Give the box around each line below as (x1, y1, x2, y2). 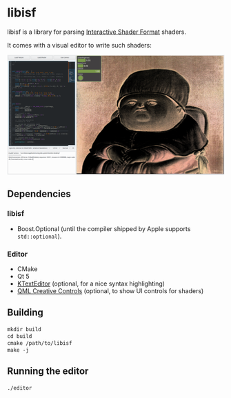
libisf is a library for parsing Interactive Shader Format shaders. (7, 28, 187, 36)
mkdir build (7, 326, 41, 332)
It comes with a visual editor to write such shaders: (7, 41, 152, 49)
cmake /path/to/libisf (7, 339, 72, 346)
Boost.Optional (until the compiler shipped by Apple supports (17, 224, 191, 232)
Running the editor (7, 366, 89, 377)
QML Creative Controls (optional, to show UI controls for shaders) (17, 287, 204, 295)
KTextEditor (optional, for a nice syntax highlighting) (17, 279, 165, 288)
